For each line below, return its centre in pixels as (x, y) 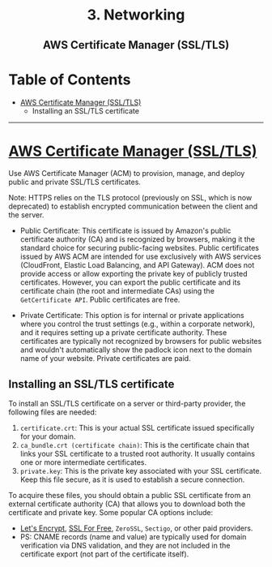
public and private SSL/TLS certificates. (75, 182)
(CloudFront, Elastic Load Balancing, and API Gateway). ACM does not (137, 265)
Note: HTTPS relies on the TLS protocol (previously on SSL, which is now (130, 198)
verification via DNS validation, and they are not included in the (125, 546)
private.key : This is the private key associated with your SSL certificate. (141, 471)
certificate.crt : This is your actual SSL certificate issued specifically (137, 428)
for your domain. (48, 436)
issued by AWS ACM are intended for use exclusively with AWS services (140, 256)
